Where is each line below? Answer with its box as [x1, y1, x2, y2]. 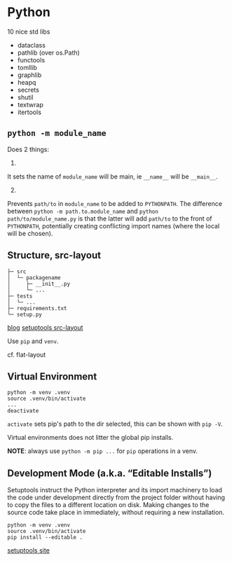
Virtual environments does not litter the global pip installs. [7, 434, 174, 442]
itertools [17, 108, 42, 116]
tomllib [17, 63, 37, 71]
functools [17, 55, 46, 64]
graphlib [17, 71, 42, 79]
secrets [17, 85, 40, 94]
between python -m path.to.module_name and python [7, 207, 159, 215]
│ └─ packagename [7, 274, 61, 281]
